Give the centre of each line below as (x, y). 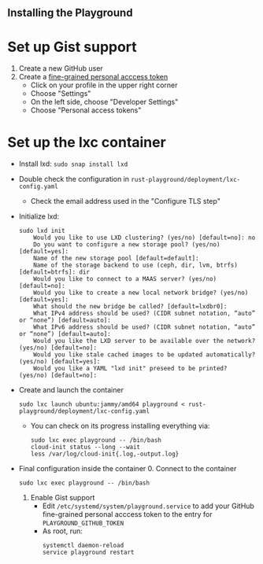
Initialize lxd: (39, 216)
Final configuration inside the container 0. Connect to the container (128, 469)
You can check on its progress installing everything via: (120, 426)
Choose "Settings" (61, 94)
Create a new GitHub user (61, 68)
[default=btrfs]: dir (54, 272)
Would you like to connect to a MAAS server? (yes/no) (125, 279)
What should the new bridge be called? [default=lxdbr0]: (130, 307)
